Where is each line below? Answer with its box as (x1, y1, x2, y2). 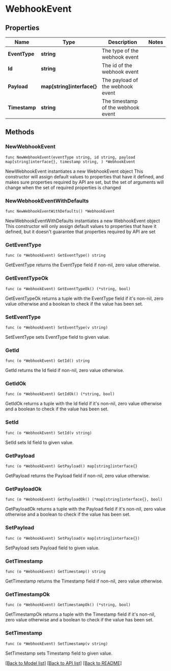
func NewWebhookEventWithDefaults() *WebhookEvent (5, 209, 115, 214)
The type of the (101, 47, 139, 54)
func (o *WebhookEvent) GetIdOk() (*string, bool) (5, 391, 115, 397)
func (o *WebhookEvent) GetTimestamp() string (5, 569, 106, 574)
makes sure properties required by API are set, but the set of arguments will (5, 179, 164, 185)
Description (108, 39, 137, 45)
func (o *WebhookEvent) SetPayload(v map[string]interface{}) (5, 536, 140, 541)
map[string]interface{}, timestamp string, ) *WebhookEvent (5, 159, 136, 164)
